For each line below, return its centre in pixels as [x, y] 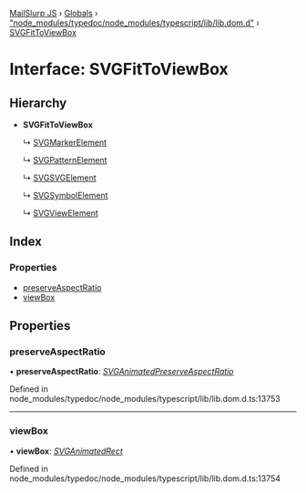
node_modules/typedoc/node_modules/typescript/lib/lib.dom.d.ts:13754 [145, 478]
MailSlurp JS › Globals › [54, 13]
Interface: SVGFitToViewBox [119, 70]
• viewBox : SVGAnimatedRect [66, 451]
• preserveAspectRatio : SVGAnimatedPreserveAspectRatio [122, 372]
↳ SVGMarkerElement [65, 142]
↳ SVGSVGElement [60, 178]
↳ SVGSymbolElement [65, 195]
